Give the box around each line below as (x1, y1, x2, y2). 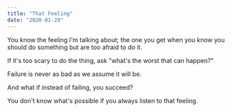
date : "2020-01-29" (7, 17, 64, 24)
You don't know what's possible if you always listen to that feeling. (7, 96, 199, 104)
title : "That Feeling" (7, 10, 73, 17)
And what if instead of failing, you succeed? (7, 83, 134, 91)
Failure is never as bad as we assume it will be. (7, 70, 142, 78)
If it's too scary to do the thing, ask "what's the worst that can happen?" (7, 56, 214, 64)
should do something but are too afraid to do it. (7, 43, 143, 51)
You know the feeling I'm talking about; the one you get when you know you (7, 35, 225, 44)
